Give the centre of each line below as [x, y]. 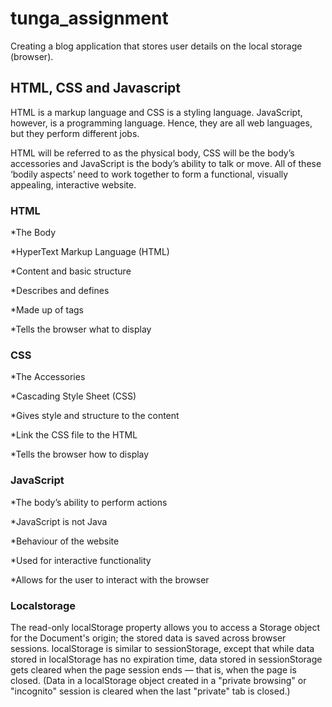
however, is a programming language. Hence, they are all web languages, [161, 123]
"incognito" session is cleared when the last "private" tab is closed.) [150, 691]
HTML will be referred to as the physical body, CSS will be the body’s [152, 153]
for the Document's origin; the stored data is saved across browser [148, 638]
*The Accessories [48, 377]
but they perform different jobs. [75, 133]
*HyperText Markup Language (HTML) [90, 252]
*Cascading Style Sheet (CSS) [73, 396]
